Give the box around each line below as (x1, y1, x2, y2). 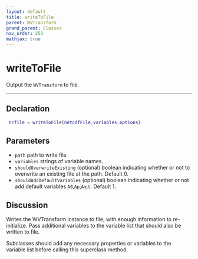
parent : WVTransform (6, 20, 57, 25)
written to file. (6, 228, 40, 235)
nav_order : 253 (6, 31, 44, 37)
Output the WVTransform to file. (6, 81, 80, 88)
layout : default (6, 8, 46, 15)
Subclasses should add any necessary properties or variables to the (6, 240, 171, 247)
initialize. (6, 222, 28, 229)
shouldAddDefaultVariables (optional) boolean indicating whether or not (14, 177, 190, 184)
